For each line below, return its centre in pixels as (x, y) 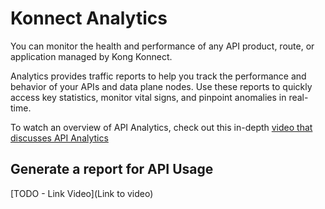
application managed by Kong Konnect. (91, 56)
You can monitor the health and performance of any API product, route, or (162, 46)
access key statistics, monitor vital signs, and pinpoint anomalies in (148, 97)
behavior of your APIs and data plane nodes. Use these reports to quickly (161, 86)
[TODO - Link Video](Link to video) (82, 193)
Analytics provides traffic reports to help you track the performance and (158, 76)
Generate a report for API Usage (112, 169)
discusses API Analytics (59, 138)
